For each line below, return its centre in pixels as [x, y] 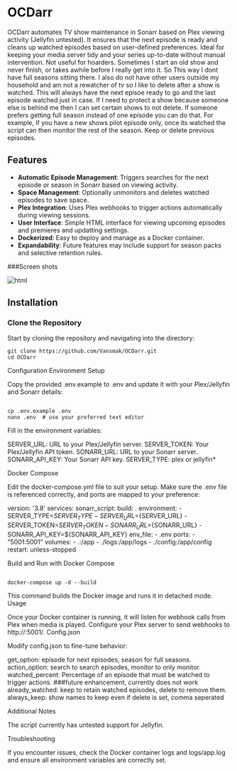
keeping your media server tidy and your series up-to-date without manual [116, 55]
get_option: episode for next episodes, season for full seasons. [99, 660]
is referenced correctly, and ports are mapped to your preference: [104, 495]
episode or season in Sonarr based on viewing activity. [98, 185]
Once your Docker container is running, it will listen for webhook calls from [116, 617]
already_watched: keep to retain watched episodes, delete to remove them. [117, 690]
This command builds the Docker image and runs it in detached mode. [110, 596]
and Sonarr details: [35, 392]
